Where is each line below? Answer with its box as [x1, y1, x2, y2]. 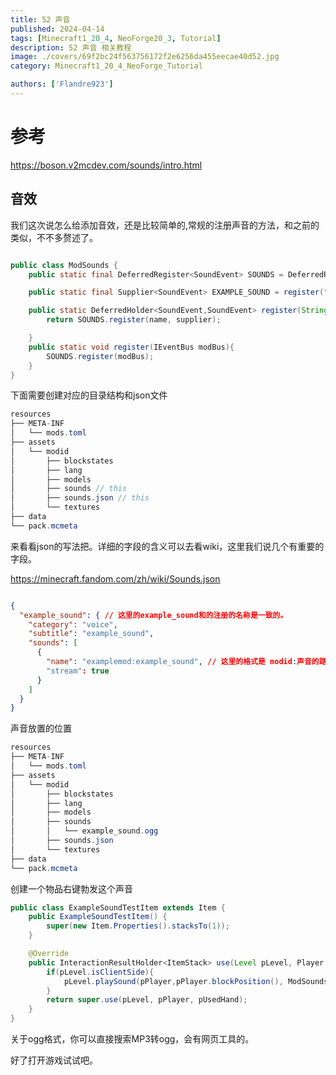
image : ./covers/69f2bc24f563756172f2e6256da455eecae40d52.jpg [10, 52, 280, 62]
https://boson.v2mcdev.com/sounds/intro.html [10, 159, 203, 171]
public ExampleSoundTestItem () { [28, 912, 168, 922]
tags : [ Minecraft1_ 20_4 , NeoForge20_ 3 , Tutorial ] [10, 33, 222, 43]
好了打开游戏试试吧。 [10, 1054, 98, 1066]
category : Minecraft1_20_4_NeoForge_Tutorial [10, 61, 203, 71]
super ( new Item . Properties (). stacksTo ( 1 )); [46, 921, 230, 931]
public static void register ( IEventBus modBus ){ [28, 342, 235, 352]
